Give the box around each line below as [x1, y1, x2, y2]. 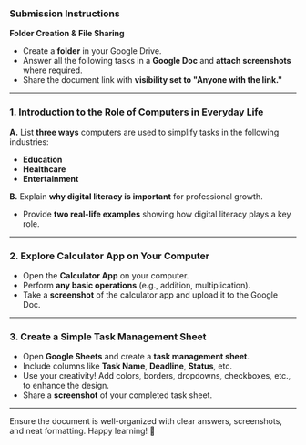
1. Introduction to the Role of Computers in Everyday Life [9, 106, 264, 118]
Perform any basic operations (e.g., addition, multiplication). [22, 279, 251, 290]
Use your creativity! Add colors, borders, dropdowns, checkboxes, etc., [22, 370, 291, 381]
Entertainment [22, 173, 79, 184]
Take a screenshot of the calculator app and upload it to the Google [22, 289, 279, 300]
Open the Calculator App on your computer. [22, 269, 189, 280]
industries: [9, 136, 49, 147]
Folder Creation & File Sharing [9, 28, 125, 39]
